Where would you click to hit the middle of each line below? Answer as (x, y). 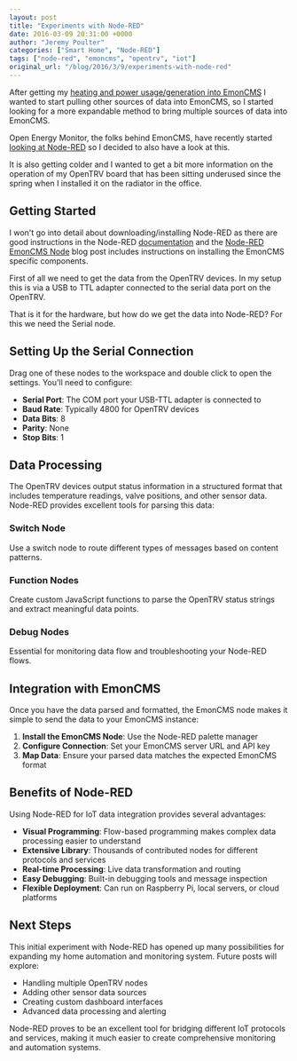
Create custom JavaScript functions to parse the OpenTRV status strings (142, 599)
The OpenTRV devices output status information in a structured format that (146, 487)
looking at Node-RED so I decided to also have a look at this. (120, 146)
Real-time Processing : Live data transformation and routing (131, 869)
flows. (20, 661)
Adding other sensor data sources (84, 992)
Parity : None (45, 428)
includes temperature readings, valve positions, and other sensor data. (138, 496)
